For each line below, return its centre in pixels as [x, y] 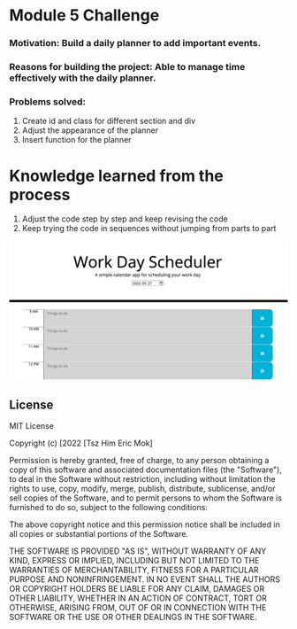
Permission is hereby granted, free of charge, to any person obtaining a [139, 461]
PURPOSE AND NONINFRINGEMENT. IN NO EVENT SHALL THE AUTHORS [145, 579]
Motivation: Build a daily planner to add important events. [135, 43]
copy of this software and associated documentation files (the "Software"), [146, 470]
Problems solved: [48, 101]
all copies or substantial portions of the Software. [99, 534]
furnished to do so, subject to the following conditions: [108, 508]
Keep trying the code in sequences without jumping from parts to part [149, 229]
